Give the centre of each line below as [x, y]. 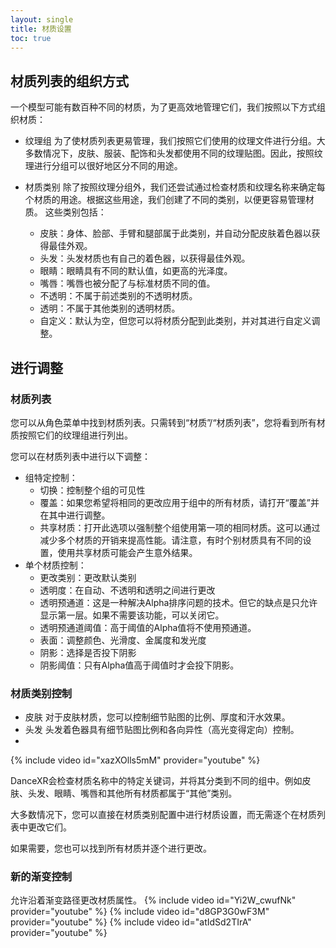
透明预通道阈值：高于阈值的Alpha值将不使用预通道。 [148, 627]
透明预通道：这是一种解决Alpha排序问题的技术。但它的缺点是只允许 [178, 602]
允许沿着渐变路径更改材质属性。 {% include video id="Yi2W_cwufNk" [153, 900]
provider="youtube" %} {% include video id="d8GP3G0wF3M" [140, 912]
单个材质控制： [55, 565]
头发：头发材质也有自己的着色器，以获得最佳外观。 [145, 258]
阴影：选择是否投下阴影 [88, 652]
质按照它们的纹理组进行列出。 [71, 435]
